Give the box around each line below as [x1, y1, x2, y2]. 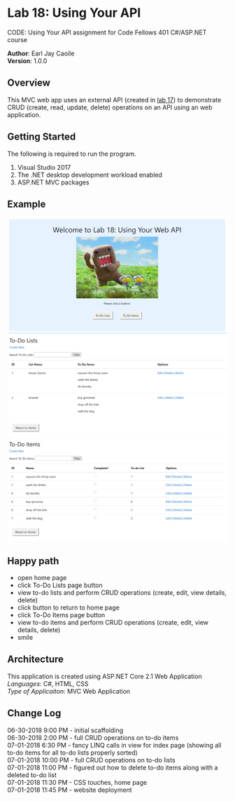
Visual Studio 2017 [17, 163, 71, 171]
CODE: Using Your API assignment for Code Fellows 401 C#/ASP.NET [7, 28, 207, 36]
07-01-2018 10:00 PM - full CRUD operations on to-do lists [7, 755, 176, 764]
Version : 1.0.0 [7, 56, 48, 65]
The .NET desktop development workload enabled [17, 170, 163, 179]
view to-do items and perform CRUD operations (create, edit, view [17, 619, 208, 627]
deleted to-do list [7, 770, 57, 779]
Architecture [7, 654, 64, 666]
